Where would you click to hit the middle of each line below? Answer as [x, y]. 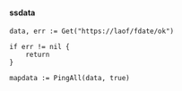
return [38, 55]
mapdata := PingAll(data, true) [69, 79]
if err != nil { [39, 47]
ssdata [22, 12]
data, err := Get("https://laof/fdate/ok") [92, 31]
